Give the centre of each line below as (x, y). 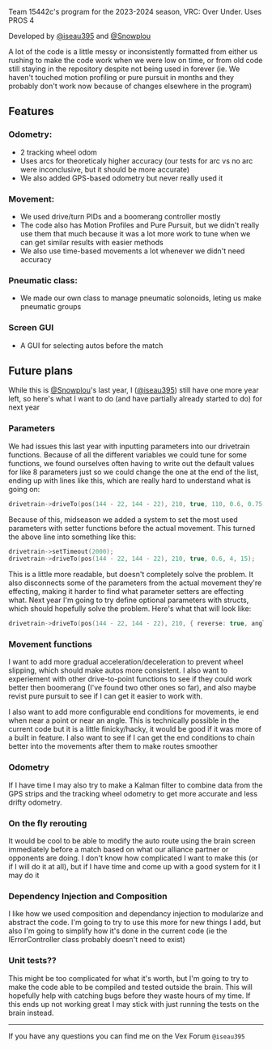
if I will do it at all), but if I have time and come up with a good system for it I (134, 867)
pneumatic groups (51, 307)
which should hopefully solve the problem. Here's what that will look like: (130, 609)
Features (31, 111)
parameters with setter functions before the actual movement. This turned (132, 528)
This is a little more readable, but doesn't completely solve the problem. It (131, 575)
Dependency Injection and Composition (88, 896)
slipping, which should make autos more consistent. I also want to (118, 670)
